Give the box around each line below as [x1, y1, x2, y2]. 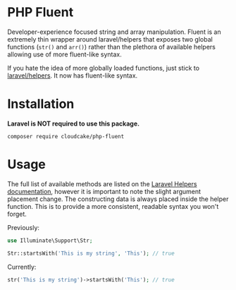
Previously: [7, 223, 40, 231]
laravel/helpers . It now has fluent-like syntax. [7, 71, 138, 80]
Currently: [7, 262, 37, 271]
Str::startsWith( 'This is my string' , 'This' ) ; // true [7, 250, 175, 257]
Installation [7, 96, 75, 112]
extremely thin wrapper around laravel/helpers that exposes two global [7, 35, 213, 43]
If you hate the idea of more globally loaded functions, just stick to [7, 64, 199, 72]
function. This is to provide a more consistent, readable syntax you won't [7, 202, 219, 210]
